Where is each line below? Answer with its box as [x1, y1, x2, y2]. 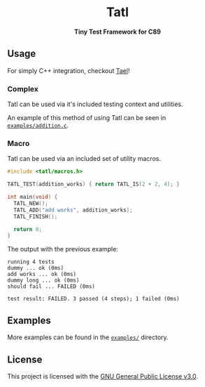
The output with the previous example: [7, 245, 119, 254]
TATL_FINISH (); [13, 213, 58, 220]
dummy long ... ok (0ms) [7, 277, 80, 284]
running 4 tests [7, 258, 55, 265]
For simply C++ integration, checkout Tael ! [7, 66, 130, 74]
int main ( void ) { [7, 194, 58, 201]
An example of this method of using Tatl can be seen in [7, 114, 167, 122]
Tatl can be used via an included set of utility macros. [7, 155, 161, 163]
